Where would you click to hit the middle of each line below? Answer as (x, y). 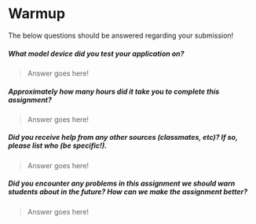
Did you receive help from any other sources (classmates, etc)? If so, (123, 138)
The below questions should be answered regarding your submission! (121, 35)
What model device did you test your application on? (96, 53)
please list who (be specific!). (58, 145)
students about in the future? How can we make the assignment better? (128, 192)
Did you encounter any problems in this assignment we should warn (122, 184)
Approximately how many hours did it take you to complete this (114, 91)
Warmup (37, 14)
